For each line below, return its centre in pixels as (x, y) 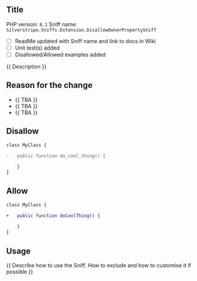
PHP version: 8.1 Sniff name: (42, 24)
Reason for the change (49, 85)
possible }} (20, 272)
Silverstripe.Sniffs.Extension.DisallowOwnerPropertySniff (81, 30)
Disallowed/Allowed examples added (60, 54)
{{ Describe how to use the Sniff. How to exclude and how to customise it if (99, 265)
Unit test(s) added (37, 48)
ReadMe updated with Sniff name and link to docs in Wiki (85, 41)
